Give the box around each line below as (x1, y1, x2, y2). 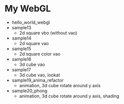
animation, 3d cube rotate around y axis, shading (19, 93, 120, 99)
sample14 (11, 35, 32, 41)
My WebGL (4, 3, 51, 14)
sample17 (11, 66, 31, 72)
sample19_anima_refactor (11, 77, 64, 83)
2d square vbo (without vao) (19, 30, 77, 36)
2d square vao (19, 40, 49, 46)
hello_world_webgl (11, 19, 50, 25)
